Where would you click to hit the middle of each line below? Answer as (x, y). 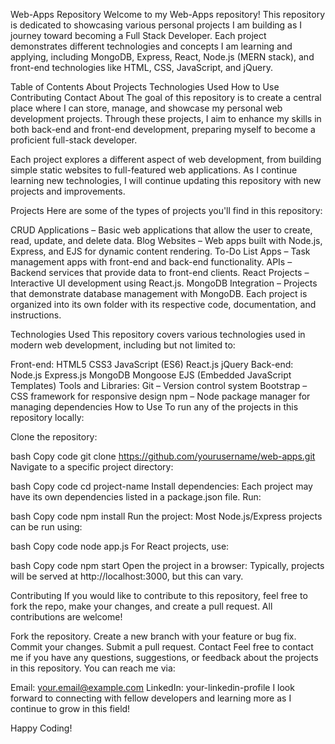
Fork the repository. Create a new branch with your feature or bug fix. (153, 636)
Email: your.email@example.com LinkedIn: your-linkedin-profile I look (152, 687)
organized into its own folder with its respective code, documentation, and (163, 304)
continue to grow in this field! (70, 708)
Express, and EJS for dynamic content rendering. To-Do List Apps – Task (160, 251)
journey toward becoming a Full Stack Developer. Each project (138, 35)
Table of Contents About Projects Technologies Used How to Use (145, 87)
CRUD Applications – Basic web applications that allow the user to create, (161, 230)
